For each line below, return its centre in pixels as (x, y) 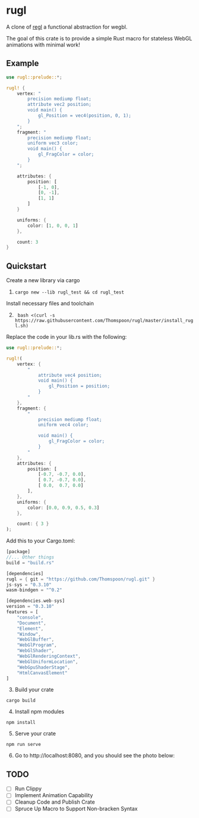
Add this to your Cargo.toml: (41, 541)
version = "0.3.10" (30, 607)
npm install (21, 723)
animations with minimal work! (43, 45)
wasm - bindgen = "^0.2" (34, 590)
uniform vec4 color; (63, 425)
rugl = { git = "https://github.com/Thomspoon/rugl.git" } (81, 579)
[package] (18, 552)
